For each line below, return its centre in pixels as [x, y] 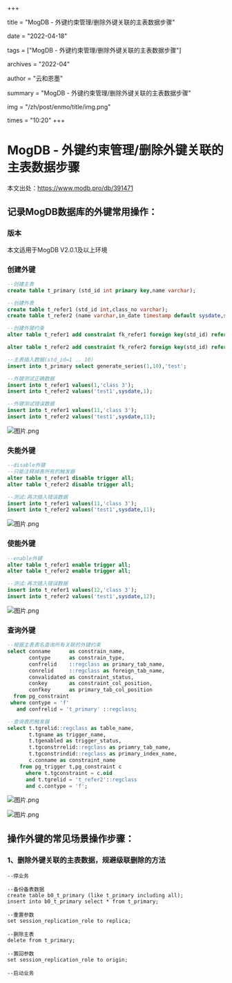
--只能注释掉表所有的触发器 [41, 472]
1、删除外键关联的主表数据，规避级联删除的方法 [86, 860]
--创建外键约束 [26, 328]
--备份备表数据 [26, 890]
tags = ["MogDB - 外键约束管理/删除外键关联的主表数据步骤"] [94, 50]
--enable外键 [25, 558]
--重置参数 [21, 915]
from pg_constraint [41, 696]
